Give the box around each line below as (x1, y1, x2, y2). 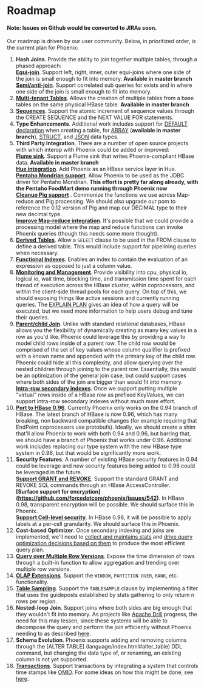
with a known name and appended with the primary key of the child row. (15, 353, 197, 360)
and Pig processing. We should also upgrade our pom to (35, 198, 176, 205)
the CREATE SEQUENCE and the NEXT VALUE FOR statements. (15, 114, 174, 121)
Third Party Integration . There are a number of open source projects (15, 140, 189, 147)
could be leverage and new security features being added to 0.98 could (15, 462, 195, 469)
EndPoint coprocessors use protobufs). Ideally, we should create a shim (15, 423, 196, 431)
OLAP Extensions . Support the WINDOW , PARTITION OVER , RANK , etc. (15, 572, 178, 579)
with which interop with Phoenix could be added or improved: (15, 146, 169, 154)
